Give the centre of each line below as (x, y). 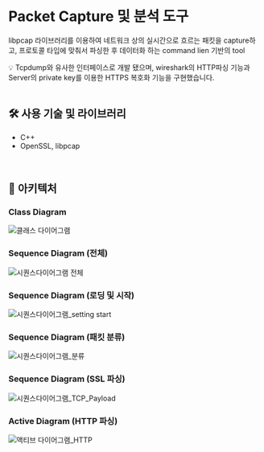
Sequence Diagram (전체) (58, 253)
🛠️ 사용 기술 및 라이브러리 (67, 114)
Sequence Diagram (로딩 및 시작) (72, 295)
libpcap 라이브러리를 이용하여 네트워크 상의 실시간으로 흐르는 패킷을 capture (129, 40)
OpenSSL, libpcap (50, 146)
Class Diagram (37, 212)
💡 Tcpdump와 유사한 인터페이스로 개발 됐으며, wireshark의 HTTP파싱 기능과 (130, 67)
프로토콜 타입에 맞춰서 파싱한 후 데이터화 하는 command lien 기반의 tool (132, 50)
